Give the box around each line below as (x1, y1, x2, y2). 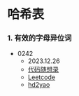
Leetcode (27, 73, 56, 81)
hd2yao (27, 81, 50, 89)
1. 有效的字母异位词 (7, 33, 72, 43)
